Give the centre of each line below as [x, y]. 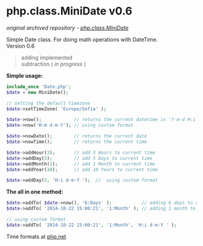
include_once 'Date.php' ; [39, 87]
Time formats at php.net [36, 236]
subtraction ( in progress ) [53, 64]
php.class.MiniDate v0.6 [69, 11]
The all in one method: [35, 192]
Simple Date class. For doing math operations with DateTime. [82, 39]
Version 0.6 [21, 46]
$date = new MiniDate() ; [37, 92]
